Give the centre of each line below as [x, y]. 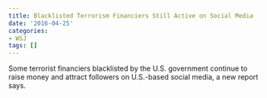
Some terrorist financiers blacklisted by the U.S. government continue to [128, 68]
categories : [28, 31]
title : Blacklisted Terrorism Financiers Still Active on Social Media [131, 16]
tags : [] [23, 46]
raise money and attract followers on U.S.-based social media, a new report [133, 77]
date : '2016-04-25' [41, 23]
